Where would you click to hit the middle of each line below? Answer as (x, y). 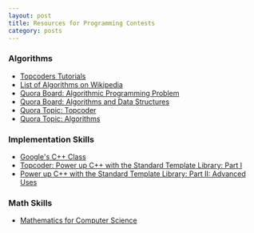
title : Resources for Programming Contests (82, 23)
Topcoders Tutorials (53, 76)
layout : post (30, 16)
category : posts (35, 30)
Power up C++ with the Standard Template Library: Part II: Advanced (133, 174)
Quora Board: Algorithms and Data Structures (95, 102)
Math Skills (30, 203)
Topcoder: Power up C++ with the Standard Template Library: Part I (131, 165)
